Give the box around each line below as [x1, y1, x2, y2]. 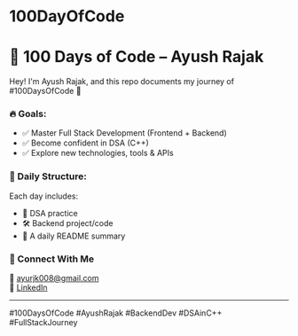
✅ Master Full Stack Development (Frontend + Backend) [21, 128, 228, 138]
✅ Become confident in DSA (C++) [21, 137, 149, 148]
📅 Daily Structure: [9, 170, 87, 183]
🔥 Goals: [9, 108, 47, 121]
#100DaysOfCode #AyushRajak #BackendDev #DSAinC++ [9, 308, 223, 318]
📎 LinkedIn [9, 282, 48, 293]
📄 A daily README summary [21, 231, 126, 241]
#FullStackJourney [9, 317, 78, 328]
